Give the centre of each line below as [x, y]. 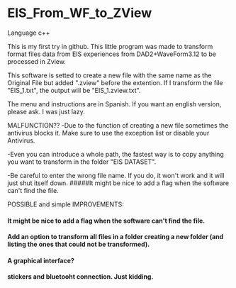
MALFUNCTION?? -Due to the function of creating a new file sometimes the [118, 125]
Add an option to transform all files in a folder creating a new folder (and [116, 237]
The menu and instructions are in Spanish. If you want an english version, [114, 104]
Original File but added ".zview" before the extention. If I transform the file [115, 82]
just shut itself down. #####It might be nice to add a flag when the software [118, 183]
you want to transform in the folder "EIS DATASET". [82, 162]
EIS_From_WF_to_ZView [80, 13]
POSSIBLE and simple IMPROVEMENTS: [66, 204]
